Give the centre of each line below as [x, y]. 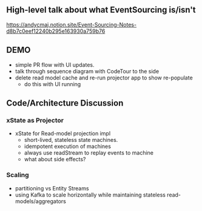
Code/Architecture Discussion [65, 103]
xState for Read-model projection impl [63, 133]
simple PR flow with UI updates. [55, 65]
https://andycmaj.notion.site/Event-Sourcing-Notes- [72, 24]
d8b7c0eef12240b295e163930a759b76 [56, 31]
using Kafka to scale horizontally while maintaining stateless [90, 195]
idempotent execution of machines [67, 146]
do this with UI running [52, 84]
